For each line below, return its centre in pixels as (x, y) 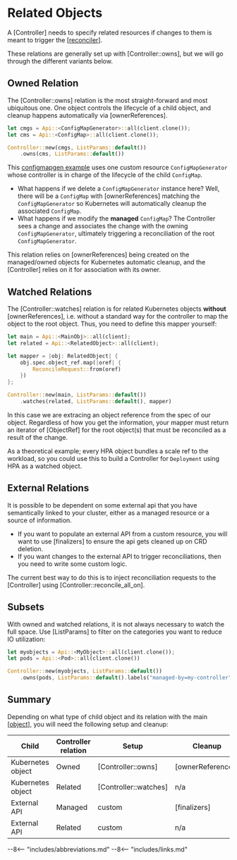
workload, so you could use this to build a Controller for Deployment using (114, 458)
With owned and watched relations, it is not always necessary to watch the (116, 624)
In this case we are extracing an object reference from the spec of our (109, 414)
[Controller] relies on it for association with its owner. (84, 270)
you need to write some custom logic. (72, 564)
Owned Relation (43, 84)
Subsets (26, 607)
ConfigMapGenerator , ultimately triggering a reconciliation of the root (116, 233)
